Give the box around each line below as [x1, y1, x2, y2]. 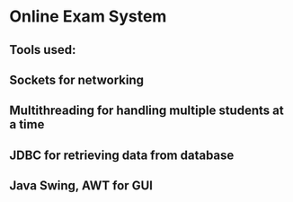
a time [9, 117, 45, 132]
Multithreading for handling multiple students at [9, 103, 285, 119]
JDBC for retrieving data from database [9, 147, 235, 162]
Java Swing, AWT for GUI [9, 178, 153, 194]
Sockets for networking [9, 72, 145, 87]
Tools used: [9, 42, 76, 57]
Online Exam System [9, 6, 167, 27]
